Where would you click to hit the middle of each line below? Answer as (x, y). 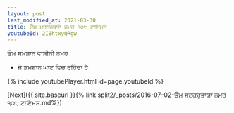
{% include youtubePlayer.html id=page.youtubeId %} (86, 81)
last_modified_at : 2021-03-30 (52, 20)
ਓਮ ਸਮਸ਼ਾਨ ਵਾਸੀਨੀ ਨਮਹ (38, 53)
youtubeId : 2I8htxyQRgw (42, 33)
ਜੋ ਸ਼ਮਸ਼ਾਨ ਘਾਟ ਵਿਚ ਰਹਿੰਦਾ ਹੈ (53, 67)
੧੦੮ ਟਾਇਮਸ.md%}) (35, 103)
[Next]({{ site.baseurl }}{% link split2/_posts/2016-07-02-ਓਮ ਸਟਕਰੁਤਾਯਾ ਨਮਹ (117, 95)
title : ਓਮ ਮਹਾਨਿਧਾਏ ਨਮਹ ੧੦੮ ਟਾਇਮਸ (57, 27)
